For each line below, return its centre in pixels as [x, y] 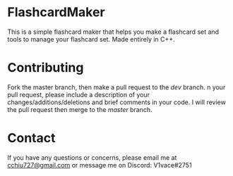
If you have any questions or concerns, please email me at [92, 157]
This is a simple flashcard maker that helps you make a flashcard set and [113, 32]
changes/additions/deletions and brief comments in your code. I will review [116, 102]
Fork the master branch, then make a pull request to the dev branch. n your [116, 87]
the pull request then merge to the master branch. [80, 109]
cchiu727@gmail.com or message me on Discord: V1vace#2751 [100, 165]
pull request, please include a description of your [79, 94]
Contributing [46, 68]
